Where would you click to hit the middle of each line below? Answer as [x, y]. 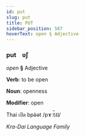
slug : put [19, 17]
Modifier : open [25, 103]
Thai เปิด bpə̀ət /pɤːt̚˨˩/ [34, 115]
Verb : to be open [27, 80]
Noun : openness [27, 91]
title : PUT [20, 23]
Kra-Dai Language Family [38, 127]
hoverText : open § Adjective [42, 34]
